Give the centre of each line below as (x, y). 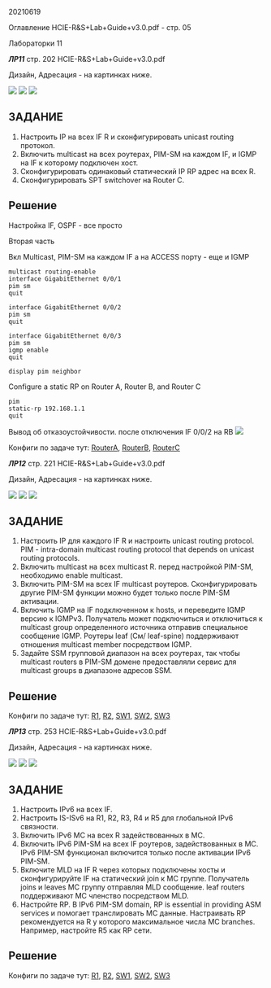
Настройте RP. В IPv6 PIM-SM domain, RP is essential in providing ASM (141, 905)
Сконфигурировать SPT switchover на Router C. (102, 180)
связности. (39, 827)
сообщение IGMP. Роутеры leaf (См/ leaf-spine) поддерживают (129, 636)
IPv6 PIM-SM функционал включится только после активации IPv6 (135, 853)
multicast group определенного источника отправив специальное (134, 627)
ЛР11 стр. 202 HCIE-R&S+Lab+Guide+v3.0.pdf (87, 59)
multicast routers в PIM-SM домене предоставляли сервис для (128, 662)
